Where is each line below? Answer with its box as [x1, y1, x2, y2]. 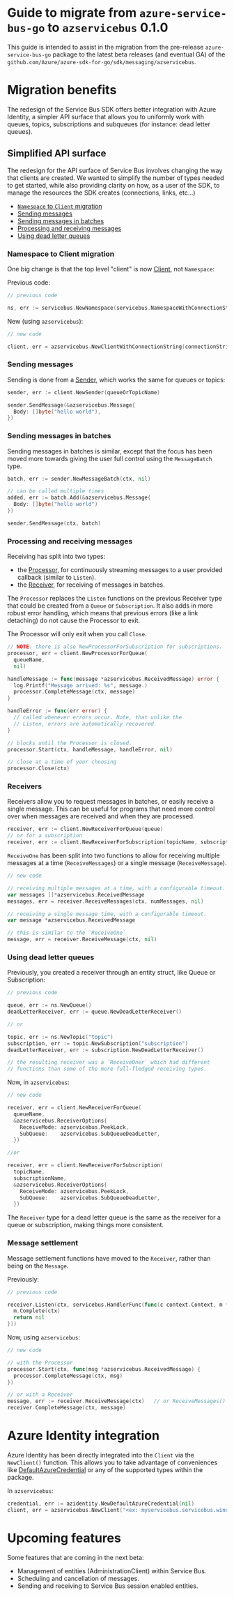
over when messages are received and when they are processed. [7, 812, 195, 820]
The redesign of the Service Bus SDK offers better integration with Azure [7, 105, 217, 113]
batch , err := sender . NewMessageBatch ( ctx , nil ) [7, 475, 151, 482]
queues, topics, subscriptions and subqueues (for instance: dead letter [7, 120, 211, 128]
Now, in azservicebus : [7, 1078, 70, 1086]
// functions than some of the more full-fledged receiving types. [7, 1065, 208, 1072]
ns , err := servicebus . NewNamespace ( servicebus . [7, 304, 151, 311]
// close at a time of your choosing [7, 758, 117, 765]
